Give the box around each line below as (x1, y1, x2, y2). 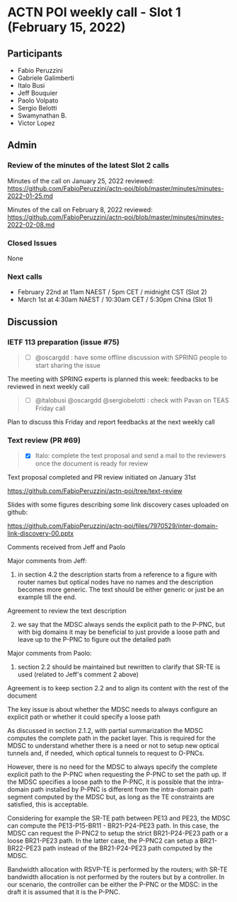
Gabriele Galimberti (17, 74, 74, 82)
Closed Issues (7, 238, 57, 248)
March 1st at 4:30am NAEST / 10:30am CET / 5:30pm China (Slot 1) (17, 295, 214, 304)
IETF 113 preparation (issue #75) (7, 337, 120, 347)
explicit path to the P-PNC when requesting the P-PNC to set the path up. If (7, 770, 227, 779)
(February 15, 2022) (7, 19, 126, 35)
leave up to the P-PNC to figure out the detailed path (17, 635, 171, 644)
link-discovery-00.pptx (7, 529, 74, 538)
